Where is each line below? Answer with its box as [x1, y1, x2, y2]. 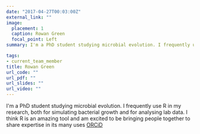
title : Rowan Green [6, 64, 55, 70]
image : [6, 20, 23, 26]
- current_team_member [6, 58, 62, 64]
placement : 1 [11, 25, 44, 32]
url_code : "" [6, 69, 39, 75]
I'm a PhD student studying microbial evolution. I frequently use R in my [6, 102, 182, 109]
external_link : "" [6, 14, 52, 20]
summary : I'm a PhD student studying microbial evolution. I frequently [6, 42, 190, 48]
